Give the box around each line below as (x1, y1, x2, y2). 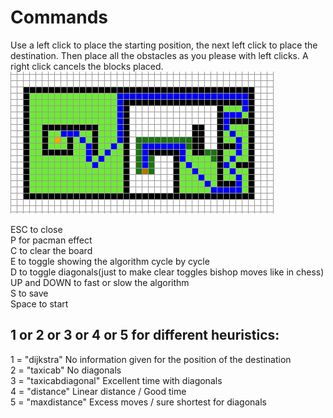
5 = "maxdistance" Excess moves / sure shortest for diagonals (10, 396, 267, 408)
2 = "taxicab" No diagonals (10, 364, 122, 376)
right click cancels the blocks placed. (10, 60, 164, 72)
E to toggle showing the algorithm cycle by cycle (10, 255, 210, 267)
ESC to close (10, 223, 63, 235)
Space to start (10, 297, 69, 310)
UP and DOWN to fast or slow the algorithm (10, 276, 190, 288)
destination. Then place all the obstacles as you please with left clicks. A (10, 49, 309, 61)
